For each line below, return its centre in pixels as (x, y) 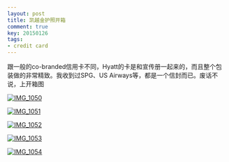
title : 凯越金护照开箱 (37, 20)
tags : (15, 40)
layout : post (26, 14)
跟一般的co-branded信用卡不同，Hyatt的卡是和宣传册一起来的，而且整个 (112, 66)
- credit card (28, 46)
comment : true (28, 26)
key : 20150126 (28, 33)
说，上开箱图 (25, 84)
